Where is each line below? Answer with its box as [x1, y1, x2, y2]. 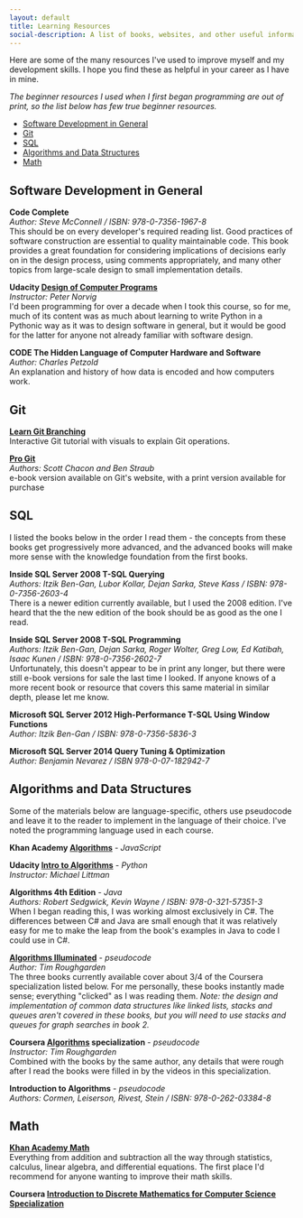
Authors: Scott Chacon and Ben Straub [9, 463, 155, 474]
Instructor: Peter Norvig [9, 291, 97, 302]
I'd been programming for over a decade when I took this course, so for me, [9, 301, 291, 312]
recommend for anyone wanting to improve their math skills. [9, 1171, 233, 1182]
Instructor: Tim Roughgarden [9, 1046, 117, 1057]
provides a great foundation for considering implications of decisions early [9, 245, 287, 256]
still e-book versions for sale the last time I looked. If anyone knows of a [9, 672, 277, 683]
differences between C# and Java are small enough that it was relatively [9, 915, 278, 926]
